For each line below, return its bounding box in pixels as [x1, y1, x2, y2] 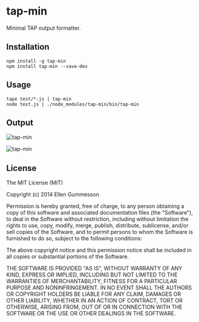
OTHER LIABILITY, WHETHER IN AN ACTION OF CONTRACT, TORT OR [6, 297, 183, 304]
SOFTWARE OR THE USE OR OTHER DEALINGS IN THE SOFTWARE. [6, 310, 176, 317]
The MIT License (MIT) [6, 179, 64, 186]
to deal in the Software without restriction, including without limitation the [6, 215, 189, 223]
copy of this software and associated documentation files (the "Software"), [6, 209, 194, 216]
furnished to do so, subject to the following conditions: [6, 235, 142, 242]
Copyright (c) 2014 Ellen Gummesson [6, 191, 100, 198]
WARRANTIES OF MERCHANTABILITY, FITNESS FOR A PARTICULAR [6, 278, 177, 285]
